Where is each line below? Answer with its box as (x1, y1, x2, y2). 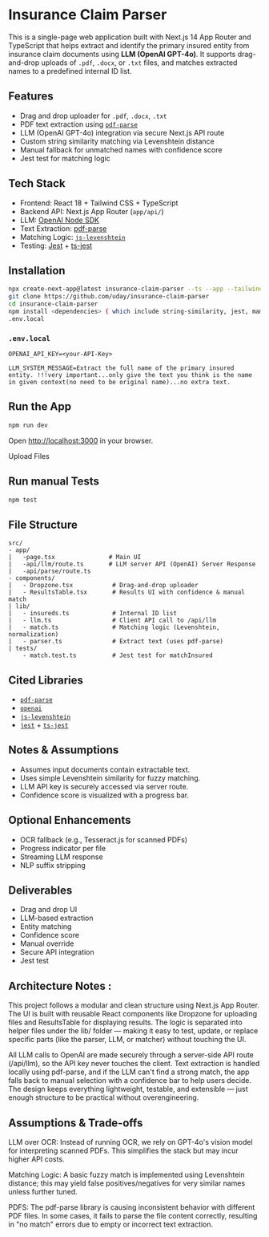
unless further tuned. (8, 1187, 78, 1197)
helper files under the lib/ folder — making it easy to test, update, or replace (8, 1026, 259, 1036)
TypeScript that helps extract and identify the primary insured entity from (8, 40, 250, 50)
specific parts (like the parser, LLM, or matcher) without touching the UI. (8, 1035, 247, 1044)
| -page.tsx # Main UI (8, 554, 142, 562)
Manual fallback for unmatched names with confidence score (19, 144, 223, 154)
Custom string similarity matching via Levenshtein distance (19, 136, 215, 146)
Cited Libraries (8, 673, 84, 687)
